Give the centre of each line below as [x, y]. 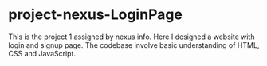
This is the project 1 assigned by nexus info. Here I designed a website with [132, 37]
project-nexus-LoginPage [96, 15]
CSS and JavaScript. [42, 53]
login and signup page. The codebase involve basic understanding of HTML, [134, 45]
